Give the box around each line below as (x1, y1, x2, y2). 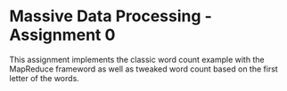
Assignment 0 (9, 25, 116, 45)
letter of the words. (9, 72, 80, 83)
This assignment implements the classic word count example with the (9, 54, 265, 64)
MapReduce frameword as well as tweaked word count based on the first (9, 64, 278, 74)
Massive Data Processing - (9, 6, 212, 27)
